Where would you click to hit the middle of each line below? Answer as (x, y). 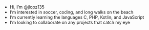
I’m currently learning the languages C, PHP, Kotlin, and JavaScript (77, 17)
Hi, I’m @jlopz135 (27, 7)
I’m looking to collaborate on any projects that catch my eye (70, 22)
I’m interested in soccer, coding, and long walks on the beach (71, 12)
